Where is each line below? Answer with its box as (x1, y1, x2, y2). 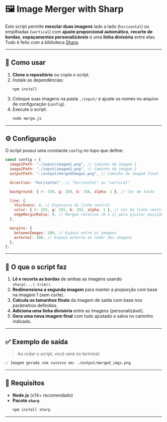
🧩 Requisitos (5, 379, 45, 388)
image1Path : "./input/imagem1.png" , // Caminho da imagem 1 (9, 162, 137, 167)
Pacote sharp (12, 397, 40, 404)
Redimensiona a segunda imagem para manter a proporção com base (12, 287, 158, 293)
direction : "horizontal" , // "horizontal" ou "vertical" (9, 180, 130, 185)
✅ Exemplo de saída (5, 337, 68, 346)
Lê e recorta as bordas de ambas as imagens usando (12, 276, 122, 282)
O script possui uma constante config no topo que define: (5, 148, 124, 154)
